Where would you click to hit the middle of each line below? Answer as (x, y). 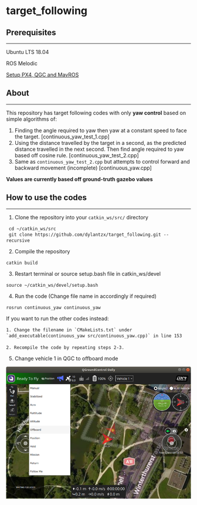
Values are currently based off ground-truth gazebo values (79, 179)
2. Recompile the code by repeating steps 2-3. (65, 347)
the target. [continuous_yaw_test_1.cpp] (62, 137)
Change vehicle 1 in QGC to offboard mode (66, 358)
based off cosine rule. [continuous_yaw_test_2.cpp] (77, 155)
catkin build (22, 263)
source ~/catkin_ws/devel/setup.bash (52, 285)
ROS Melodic (22, 63)
